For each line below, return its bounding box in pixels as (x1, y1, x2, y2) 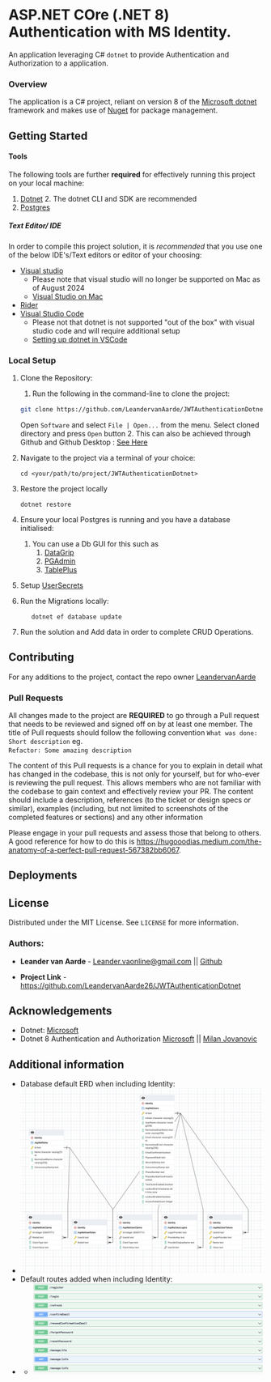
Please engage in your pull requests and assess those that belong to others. (8, 828, 261, 838)
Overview (8, 79, 48, 90)
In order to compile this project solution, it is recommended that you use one (8, 241, 263, 251)
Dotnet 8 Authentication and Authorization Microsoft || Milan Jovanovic (19, 1034, 257, 1044)
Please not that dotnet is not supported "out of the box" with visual (32, 317, 255, 327)
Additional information (8, 1057, 125, 1071)
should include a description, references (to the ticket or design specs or (8, 795, 252, 805)
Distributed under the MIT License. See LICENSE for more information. (8, 917, 239, 928)
